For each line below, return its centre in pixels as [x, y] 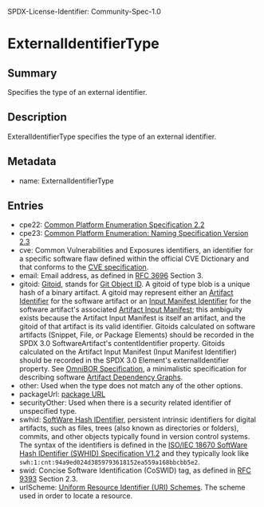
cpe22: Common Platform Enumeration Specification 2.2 [112, 225]
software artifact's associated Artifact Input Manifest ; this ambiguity [130, 309]
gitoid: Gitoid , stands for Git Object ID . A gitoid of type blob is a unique [134, 284]
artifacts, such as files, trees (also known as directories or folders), [129, 428]
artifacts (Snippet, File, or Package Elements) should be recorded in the [136, 335]
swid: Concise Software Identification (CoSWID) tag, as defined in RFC [135, 470]
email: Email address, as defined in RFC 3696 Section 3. [111, 276]
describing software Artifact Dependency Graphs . [101, 377]
